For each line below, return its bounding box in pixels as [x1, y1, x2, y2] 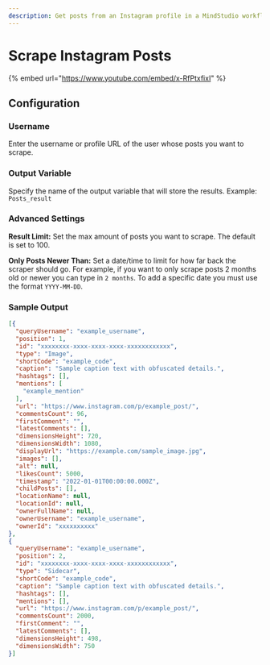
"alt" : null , [15, 462, 59, 470]
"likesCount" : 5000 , [15, 469, 84, 478]
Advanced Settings [8, 213, 85, 224]
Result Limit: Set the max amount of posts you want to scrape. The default [8, 231, 256, 241]
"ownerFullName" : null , [15, 507, 95, 516]
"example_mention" [22, 388, 84, 396]
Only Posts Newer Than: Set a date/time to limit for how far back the [8, 256, 237, 265]
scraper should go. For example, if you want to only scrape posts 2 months [8, 264, 257, 274]
